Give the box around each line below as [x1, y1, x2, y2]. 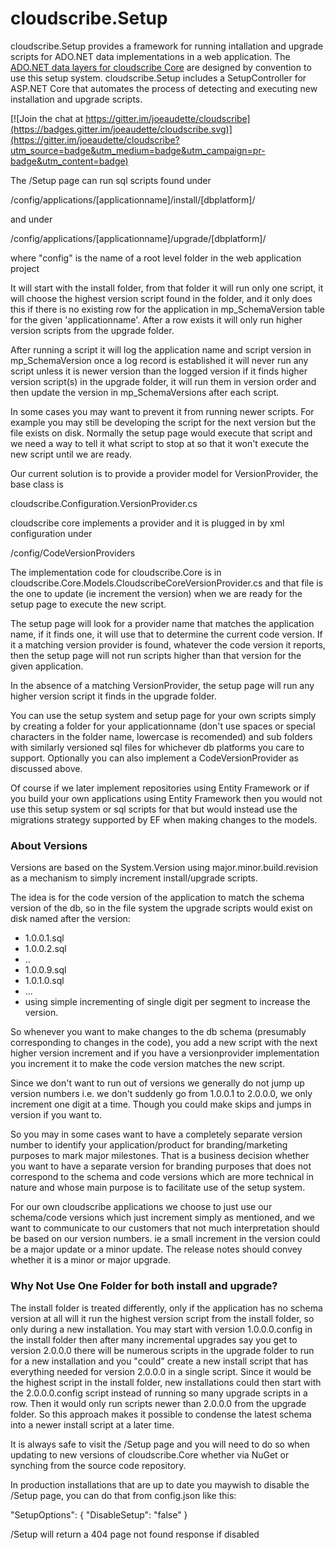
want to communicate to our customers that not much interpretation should [10, 1222, 320, 1234]
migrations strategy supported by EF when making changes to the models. [10, 813, 318, 826]
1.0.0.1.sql [24, 932, 65, 944]
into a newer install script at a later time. [10, 1418, 175, 1431]
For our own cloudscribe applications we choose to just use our [10, 1201, 273, 1213]
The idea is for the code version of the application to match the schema [10, 892, 305, 904]
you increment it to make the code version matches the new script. [10, 1058, 286, 1070]
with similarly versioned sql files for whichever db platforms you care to [10, 741, 305, 753]
